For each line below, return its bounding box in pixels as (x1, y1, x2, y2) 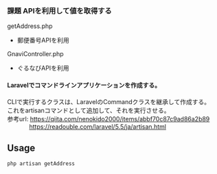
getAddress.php (7, 22, 53, 30)
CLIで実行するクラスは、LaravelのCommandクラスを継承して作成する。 (7, 97, 211, 105)
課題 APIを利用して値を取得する (7, 5, 112, 15)
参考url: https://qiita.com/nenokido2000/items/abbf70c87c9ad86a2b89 (7, 114, 210, 123)
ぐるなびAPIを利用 (16, 64, 69, 73)
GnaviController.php (7, 50, 64, 58)
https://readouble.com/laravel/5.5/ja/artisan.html (29, 122, 167, 131)
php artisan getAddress (7, 160, 76, 167)
